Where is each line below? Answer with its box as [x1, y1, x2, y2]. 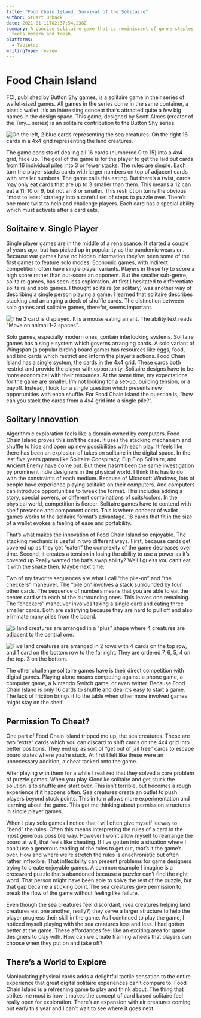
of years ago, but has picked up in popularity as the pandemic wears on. [6, 246, 185, 253]
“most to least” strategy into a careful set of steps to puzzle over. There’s [6, 193, 187, 201]
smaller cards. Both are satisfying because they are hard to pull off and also [6, 607, 193, 614]
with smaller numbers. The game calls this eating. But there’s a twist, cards [6, 174, 191, 181]
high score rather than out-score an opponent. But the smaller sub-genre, [6, 271, 188, 279]
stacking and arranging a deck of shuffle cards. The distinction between [6, 297, 184, 304]
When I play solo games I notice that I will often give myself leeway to [6, 819, 178, 826]
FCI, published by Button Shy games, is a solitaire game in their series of [6, 94, 185, 101]
